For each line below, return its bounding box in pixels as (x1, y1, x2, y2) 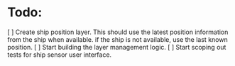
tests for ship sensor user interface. (7, 50, 112, 59)
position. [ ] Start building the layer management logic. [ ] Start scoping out (7, 43, 226, 51)
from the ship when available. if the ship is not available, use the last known (7, 35, 229, 43)
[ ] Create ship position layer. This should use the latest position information (7, 28, 229, 36)
